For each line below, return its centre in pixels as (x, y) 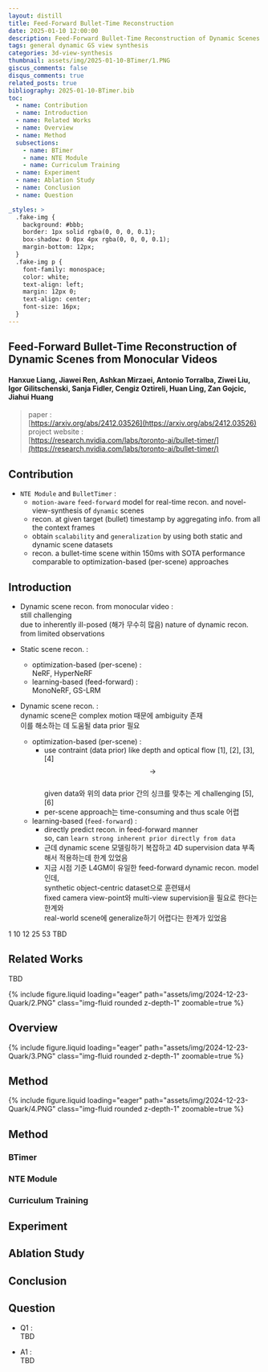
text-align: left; (53, 285)
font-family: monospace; (64, 269)
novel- (236, 502)
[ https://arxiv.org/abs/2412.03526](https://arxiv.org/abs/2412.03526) (142, 424)
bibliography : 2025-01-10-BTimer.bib (71, 90)
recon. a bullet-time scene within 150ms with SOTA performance (138, 553)
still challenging (46, 615)
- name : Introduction (52, 113)
